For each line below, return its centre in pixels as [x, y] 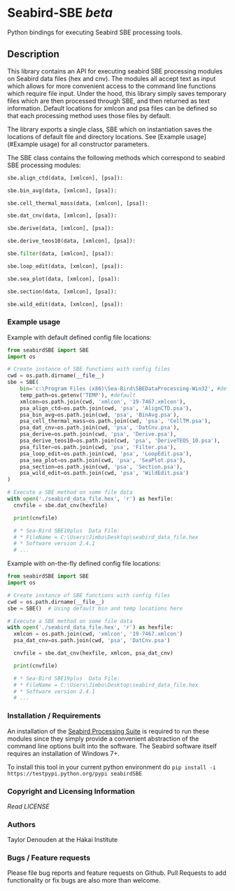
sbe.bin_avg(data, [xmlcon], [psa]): [62, 190]
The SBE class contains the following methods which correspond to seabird [116, 157]
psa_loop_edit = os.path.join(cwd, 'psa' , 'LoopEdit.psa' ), [106, 454]
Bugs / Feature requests [49, 858]
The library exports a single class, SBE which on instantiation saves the [109, 129]
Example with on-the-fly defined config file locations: [84, 564]
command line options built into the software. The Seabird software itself [112, 746]
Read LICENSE [29, 806]
